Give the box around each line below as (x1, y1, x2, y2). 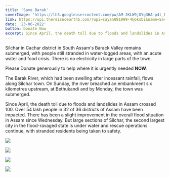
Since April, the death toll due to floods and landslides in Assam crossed (5, 101, 156, 107)
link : (5, 17, 17, 22)
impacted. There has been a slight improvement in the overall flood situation (5, 112, 164, 118)
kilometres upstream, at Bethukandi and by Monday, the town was (5, 86, 143, 92)
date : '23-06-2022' (5, 21, 47, 27)
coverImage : (5, 12, 30, 17)
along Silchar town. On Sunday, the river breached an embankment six (5, 80, 152, 86)
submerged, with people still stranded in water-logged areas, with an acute (5, 50, 162, 56)
